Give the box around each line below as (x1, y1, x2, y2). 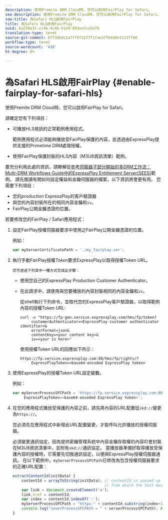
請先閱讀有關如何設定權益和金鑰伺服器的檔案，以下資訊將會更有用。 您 (14, 176, 161, 182)
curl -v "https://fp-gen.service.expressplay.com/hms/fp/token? (19, 315, 157, 320)
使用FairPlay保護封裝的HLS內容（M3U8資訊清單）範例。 (12, 153, 129, 159)
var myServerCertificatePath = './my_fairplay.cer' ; (12, 248, 125, 253)
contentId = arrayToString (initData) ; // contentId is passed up (21, 478, 161, 483)
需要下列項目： (5, 183, 36, 189)
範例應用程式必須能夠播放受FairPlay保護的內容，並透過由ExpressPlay (12, 136, 155, 142)
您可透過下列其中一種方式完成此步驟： (12, 268, 80, 273)
